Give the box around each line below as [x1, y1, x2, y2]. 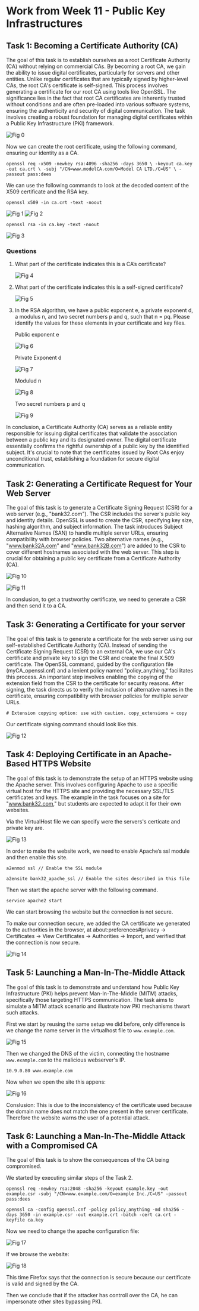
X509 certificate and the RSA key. [6, 188, 89, 195]
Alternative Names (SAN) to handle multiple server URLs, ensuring [6, 529, 169, 536]
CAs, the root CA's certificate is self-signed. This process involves [6, 82, 168, 89]
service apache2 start [6, 897, 62, 903]
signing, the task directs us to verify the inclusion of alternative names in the [6, 686, 193, 693]
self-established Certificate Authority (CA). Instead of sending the [6, 641, 168, 649]
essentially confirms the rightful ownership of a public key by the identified [6, 443, 189, 450]
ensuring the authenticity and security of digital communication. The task [6, 107, 185, 114]
